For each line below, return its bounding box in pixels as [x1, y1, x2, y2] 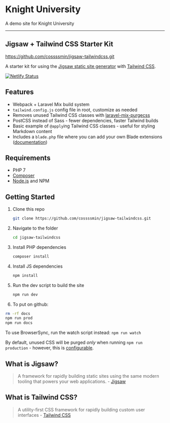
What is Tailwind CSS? [5, 393, 77, 402]
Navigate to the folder [12, 225, 58, 232]
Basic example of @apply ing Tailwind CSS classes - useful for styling [12, 123, 155, 129]
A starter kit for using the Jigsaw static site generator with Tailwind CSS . [5, 63, 156, 69]
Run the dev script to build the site [12, 282, 84, 288]
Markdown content [12, 128, 52, 134]
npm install [12, 273, 38, 278]
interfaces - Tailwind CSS [17, 412, 71, 418]
